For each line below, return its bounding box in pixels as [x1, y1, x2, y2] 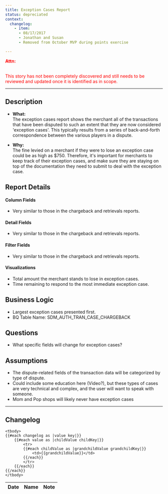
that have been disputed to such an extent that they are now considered [12, 121, 161, 128]
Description [5, 98, 42, 106]
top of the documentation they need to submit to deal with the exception [12, 163, 161, 169]
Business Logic [5, 296, 54, 304]
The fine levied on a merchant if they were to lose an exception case [12, 147, 153, 153]
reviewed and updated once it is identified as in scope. [5, 78, 118, 84]
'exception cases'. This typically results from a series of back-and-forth [12, 127, 160, 133]
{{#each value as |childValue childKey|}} [14, 437, 104, 443]
